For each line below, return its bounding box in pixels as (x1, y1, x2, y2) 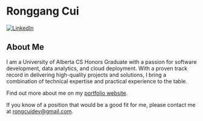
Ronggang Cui (6, 4, 79, 18)
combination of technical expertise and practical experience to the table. (6, 77, 188, 85)
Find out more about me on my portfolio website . (6, 89, 128, 97)
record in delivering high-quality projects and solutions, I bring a (6, 71, 167, 78)
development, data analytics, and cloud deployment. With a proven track (6, 64, 188, 72)
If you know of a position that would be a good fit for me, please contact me (6, 101, 196, 108)
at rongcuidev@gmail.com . (6, 108, 74, 115)
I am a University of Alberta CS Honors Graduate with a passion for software (6, 58, 197, 65)
